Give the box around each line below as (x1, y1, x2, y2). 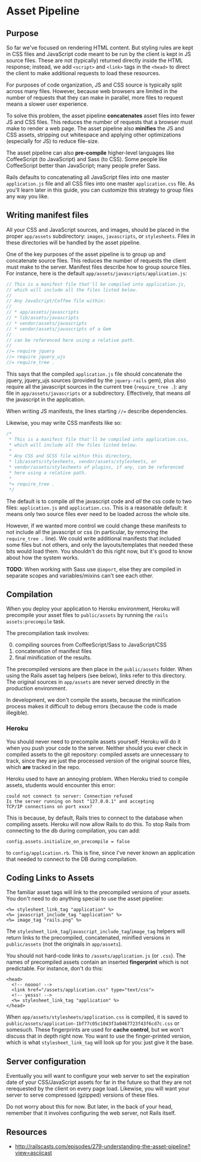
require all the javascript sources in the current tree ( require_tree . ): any (6, 383, 188, 390)
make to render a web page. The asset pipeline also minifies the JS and (6, 125, 184, 132)
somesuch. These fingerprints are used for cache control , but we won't (6, 1026, 184, 1033)
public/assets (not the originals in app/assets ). (6, 940, 122, 948)
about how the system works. (6, 554, 80, 561)
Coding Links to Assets (6, 873, 95, 883)
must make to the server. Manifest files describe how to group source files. (6, 263, 192, 270)
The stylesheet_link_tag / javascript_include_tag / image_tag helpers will (6, 928, 185, 935)
